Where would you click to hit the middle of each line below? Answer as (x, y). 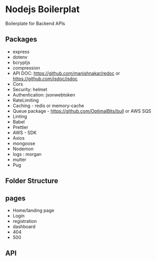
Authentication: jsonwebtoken (44, 94)
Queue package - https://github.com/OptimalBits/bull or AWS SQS (82, 111)
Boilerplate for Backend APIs (35, 23)
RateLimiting (26, 100)
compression (26, 68)
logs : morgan (27, 154)
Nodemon (23, 149)
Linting (20, 116)
